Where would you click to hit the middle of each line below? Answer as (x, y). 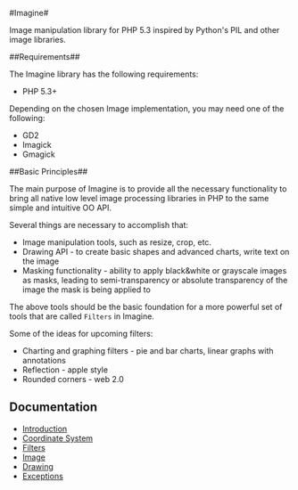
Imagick (37, 145)
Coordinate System (58, 438)
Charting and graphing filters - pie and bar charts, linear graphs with (148, 351)
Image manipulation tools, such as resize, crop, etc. (117, 242)
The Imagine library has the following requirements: (104, 74)
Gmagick (39, 154)
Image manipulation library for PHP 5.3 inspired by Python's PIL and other (145, 30)
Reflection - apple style (65, 370)
